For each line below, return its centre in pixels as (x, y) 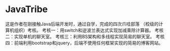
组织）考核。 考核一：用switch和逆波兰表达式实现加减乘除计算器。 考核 (89, 30)
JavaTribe (27, 9)
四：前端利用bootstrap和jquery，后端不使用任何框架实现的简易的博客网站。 (84, 43)
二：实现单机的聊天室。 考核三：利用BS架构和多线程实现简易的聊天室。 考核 (85, 36)
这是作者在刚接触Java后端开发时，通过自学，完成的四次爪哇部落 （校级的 (82, 24)
